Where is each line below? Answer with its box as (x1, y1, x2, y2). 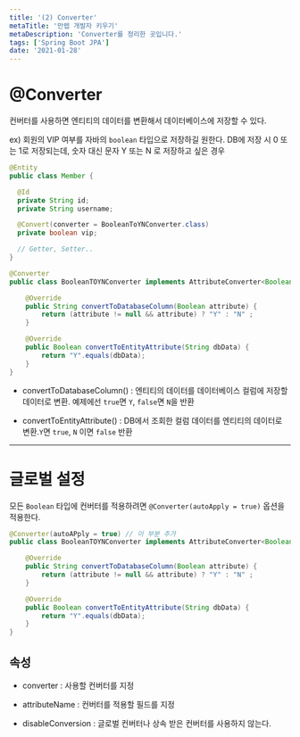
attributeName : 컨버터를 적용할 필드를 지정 (21, 699, 176, 709)
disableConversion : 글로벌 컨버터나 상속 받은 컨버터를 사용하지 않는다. (21, 717, 272, 728)
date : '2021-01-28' (9, 46, 82, 55)
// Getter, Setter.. (17, 244, 94, 254)
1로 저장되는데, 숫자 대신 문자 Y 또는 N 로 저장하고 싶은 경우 (18, 145, 226, 156)
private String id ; (17, 195, 90, 205)
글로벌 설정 (9, 469, 86, 489)
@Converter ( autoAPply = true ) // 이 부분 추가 (9, 529, 177, 538)
